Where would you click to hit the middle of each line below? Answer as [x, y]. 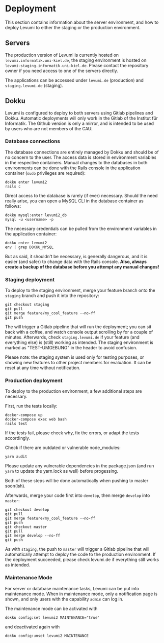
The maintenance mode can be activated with [51, 608]
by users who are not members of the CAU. [49, 128]
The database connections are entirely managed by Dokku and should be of [82, 152]
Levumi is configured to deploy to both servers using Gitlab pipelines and [79, 113]
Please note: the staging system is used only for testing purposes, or [75, 357]
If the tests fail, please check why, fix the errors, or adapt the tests [72, 433]
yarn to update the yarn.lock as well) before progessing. [62, 471]
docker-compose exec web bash [36, 419]
